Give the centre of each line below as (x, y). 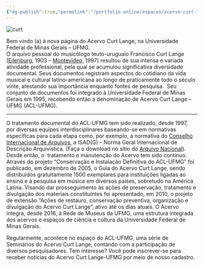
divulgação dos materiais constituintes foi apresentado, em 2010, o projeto (100, 194)
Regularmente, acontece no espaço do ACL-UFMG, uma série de (87, 238)
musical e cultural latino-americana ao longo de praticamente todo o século (101, 79)
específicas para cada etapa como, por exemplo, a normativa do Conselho (100, 136)
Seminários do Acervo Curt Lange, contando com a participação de (91, 244)
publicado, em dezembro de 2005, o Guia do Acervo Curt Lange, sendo (96, 168)
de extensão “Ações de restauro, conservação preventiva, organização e (97, 200)
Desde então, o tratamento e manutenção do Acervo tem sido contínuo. (97, 155)
